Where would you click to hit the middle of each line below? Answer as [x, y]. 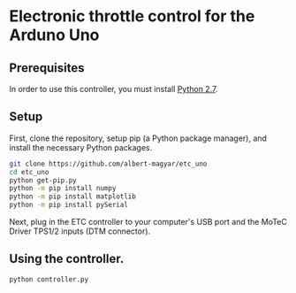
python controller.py [49, 279]
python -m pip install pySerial [68, 205]
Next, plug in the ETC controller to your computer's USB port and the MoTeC [148, 222]
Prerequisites [47, 68]
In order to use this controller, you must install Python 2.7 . [114, 89]
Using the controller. [67, 259]
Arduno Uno [54, 35]
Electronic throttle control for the [132, 16]
